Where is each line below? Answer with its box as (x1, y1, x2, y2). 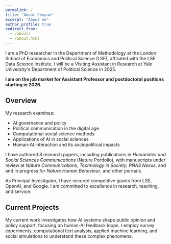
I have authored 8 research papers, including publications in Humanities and (5, 151, 166, 157)
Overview (5, 96, 37, 105)
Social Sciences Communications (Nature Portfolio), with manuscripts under (5, 157, 166, 163)
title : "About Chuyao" (5, 12, 54, 17)
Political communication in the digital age (12, 125, 100, 131)
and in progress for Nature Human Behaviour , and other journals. (5, 167, 142, 174)
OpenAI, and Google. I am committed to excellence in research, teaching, (5, 183, 159, 189)
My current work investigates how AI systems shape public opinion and (5, 216, 156, 223)
